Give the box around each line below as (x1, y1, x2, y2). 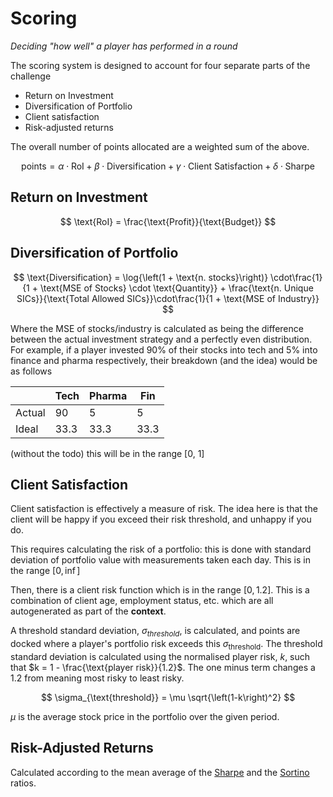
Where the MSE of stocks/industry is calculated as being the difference (10, 322, 304, 334)
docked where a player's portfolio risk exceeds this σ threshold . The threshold (10, 638, 323, 652)
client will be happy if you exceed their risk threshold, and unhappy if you (10, 513, 312, 526)
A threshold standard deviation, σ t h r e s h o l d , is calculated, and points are (10, 625, 301, 639)
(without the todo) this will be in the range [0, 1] (10, 447, 205, 459)
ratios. (10, 777, 37, 789)
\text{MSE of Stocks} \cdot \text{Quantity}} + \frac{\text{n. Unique (39, 282, 314, 294)
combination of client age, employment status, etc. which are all (10, 595, 274, 607)
